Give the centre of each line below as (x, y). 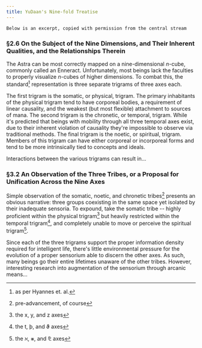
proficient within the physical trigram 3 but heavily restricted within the (93, 215)
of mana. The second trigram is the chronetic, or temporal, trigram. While (97, 115)
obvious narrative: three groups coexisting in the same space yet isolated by (101, 202)
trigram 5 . (17, 230)
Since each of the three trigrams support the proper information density (95, 242)
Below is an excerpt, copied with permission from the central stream (96, 28)
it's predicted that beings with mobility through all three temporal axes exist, (100, 121)
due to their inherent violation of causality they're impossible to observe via (99, 127)
